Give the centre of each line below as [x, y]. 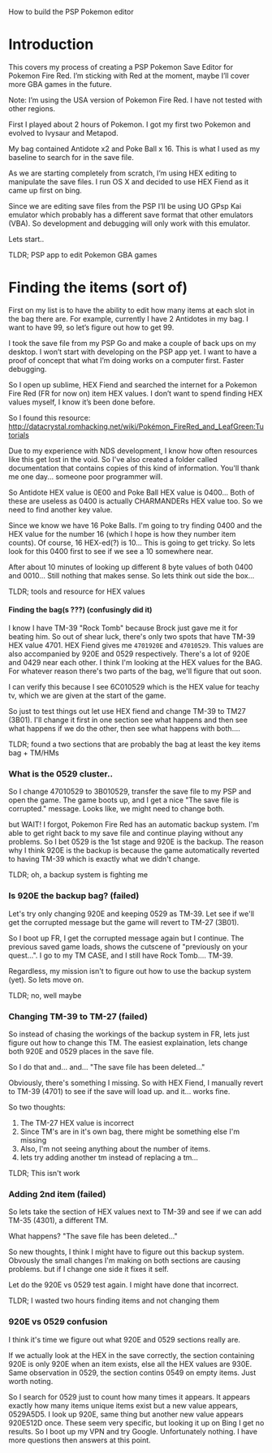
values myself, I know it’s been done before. [82, 402]
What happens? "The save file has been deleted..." [93, 1236]
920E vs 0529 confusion [58, 1321]
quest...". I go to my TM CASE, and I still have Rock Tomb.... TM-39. [121, 955]
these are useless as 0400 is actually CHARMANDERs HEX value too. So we [136, 501]
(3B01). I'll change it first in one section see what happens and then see [128, 720]
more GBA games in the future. [60, 84]
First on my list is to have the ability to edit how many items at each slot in [132, 310]
